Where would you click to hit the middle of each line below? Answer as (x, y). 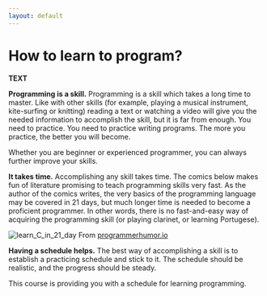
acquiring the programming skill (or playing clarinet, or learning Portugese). (134, 219)
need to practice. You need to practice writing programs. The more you (127, 128)
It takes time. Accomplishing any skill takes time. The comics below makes (133, 176)
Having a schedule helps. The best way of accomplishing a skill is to (123, 250)
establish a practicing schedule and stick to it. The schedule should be (126, 259)
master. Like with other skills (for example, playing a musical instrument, (128, 102)
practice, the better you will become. (70, 136)
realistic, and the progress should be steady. (83, 268)
